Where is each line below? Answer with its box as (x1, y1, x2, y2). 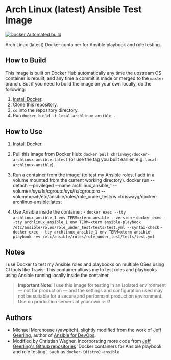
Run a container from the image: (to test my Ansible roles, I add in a (12, 172, 155, 178)
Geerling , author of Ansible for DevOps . (12, 332, 96, 338)
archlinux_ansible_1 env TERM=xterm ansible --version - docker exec (12, 214, 162, 220)
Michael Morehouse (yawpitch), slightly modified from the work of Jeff (12, 327, 162, 333)
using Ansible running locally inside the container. (5, 272, 110, 279)
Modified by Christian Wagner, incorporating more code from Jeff (12, 338, 151, 344)
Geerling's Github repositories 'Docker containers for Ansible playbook (12, 343, 162, 349)
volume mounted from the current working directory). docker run (12, 177, 150, 183)
